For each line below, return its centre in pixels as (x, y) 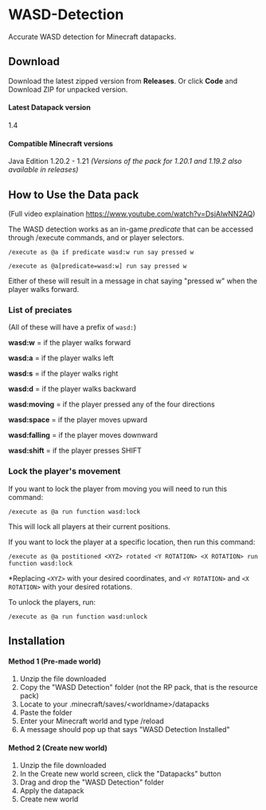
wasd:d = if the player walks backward (72, 389)
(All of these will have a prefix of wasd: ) (72, 327)
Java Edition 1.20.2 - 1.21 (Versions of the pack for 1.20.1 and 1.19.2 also (125, 162)
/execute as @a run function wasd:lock (74, 512)
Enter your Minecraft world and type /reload (92, 721)
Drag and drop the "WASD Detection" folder (92, 782)
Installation (37, 641)
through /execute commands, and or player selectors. (96, 237)
